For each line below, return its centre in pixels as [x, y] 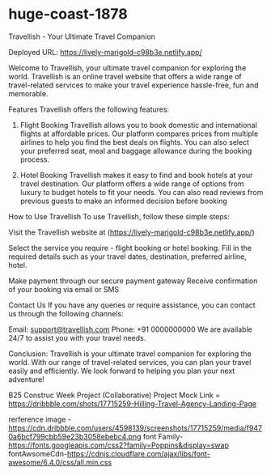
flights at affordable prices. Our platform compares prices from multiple [139, 134]
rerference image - [40, 419]
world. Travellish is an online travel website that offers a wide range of [125, 76]
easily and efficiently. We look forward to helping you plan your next [122, 371]
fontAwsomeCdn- [38, 453]
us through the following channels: [66, 313]
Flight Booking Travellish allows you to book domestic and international [138, 125]
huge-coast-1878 [68, 14]
